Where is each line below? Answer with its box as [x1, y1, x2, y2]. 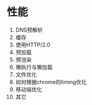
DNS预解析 [15, 26, 43, 33]
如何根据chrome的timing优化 [15, 78, 87, 85]
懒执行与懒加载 [15, 63, 53, 70]
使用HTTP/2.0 [15, 41, 50, 48]
